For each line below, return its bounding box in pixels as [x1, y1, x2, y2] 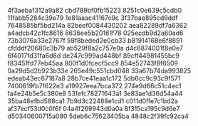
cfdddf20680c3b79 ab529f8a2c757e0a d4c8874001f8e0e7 [7, 44, 184, 52]
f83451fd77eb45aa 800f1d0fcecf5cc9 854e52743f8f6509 [7, 59, 179, 67]
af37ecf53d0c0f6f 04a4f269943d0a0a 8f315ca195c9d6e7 [7, 105, 180, 112]
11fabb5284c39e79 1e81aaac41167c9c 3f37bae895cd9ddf [7, 14, 178, 22]
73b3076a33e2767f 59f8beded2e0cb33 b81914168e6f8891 [7, 36, 183, 45]
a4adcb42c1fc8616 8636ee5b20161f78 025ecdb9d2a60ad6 [7, 28, 184, 37]
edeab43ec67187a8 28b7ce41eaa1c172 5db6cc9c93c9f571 [7, 74, 181, 83]
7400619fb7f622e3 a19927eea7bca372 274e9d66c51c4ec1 [7, 82, 182, 90]
